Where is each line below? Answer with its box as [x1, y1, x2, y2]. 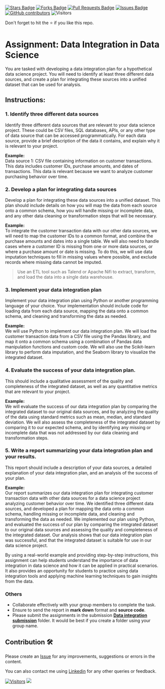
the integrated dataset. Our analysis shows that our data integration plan [5, 532, 152, 538]
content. [5, 658, 22, 664]
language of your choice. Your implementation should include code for [5, 303, 148, 309]
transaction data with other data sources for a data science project [5, 495, 140, 501]
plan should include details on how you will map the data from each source [5, 202, 157, 208]
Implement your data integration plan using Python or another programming [5, 298, 159, 303]
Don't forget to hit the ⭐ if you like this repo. [5, 20, 94, 26]
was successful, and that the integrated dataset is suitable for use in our [5, 537, 152, 543]
